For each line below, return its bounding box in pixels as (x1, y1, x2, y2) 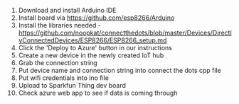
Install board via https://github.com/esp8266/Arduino (18, 13, 175, 22)
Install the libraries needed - (18, 21, 102, 29)
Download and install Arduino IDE (18, 6, 117, 14)
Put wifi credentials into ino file (18, 74, 110, 82)
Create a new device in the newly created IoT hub (18, 51, 164, 59)
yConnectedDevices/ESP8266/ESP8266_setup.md (18, 36, 167, 45)
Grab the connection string (18, 59, 98, 67)
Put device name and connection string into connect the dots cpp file (18, 67, 221, 74)
